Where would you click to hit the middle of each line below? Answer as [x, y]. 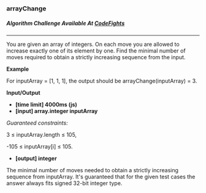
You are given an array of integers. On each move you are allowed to [93, 44]
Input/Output [24, 92]
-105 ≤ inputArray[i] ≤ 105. [40, 146]
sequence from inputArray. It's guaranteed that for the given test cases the [101, 177]
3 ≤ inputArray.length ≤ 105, [42, 134]
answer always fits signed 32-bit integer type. [64, 183]
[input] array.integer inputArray [56, 111]
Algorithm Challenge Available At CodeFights [66, 23]
